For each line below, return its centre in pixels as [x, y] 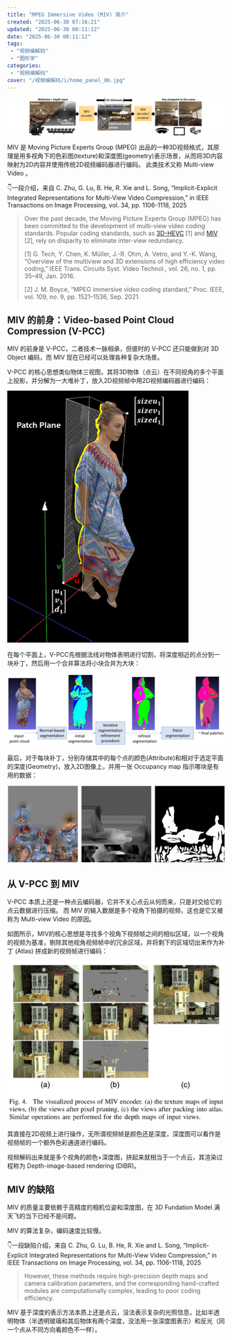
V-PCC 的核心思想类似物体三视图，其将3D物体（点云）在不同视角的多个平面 [116, 372]
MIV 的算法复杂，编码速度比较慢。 [56, 1231]
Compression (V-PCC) [56, 331]
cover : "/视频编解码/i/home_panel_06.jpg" [67, 80]
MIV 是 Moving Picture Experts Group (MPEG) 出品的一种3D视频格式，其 [110, 147]
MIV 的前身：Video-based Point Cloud [91, 320]
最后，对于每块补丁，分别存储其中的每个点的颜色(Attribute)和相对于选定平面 [116, 758]
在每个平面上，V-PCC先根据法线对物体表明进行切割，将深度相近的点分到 [110, 655]
